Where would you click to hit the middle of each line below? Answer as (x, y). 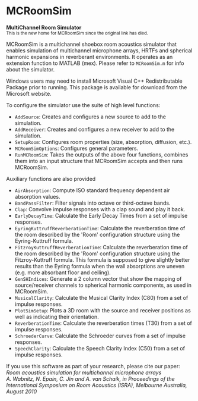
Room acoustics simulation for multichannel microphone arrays (84, 372)
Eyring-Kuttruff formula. (44, 241)
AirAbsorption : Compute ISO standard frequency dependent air (92, 190)
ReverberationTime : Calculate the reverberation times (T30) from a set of (103, 323)
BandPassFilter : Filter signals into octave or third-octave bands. (92, 203)
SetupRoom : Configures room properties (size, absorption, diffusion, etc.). (103, 142)
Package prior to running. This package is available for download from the (97, 87)
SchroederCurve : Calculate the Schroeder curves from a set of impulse (100, 336)
